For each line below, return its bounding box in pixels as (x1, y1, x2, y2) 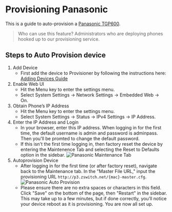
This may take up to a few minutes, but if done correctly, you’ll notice (20, 195, 167, 201)
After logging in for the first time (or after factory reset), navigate (20, 163, 158, 169)
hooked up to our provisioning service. (17, 36, 100, 42)
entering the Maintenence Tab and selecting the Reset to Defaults (20, 146, 160, 152)
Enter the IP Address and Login (12, 119, 79, 125)
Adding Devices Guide (20, 75, 68, 82)
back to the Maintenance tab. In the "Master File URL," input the (20, 168, 156, 174)
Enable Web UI (12, 81, 45, 87)
